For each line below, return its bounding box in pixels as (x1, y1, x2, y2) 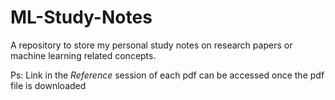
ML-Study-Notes (10, 6, 153, 29)
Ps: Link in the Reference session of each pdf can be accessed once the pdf (10, 69, 325, 81)
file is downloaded (10, 79, 87, 91)
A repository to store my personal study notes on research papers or (10, 39, 293, 51)
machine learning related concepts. (10, 49, 157, 61)
